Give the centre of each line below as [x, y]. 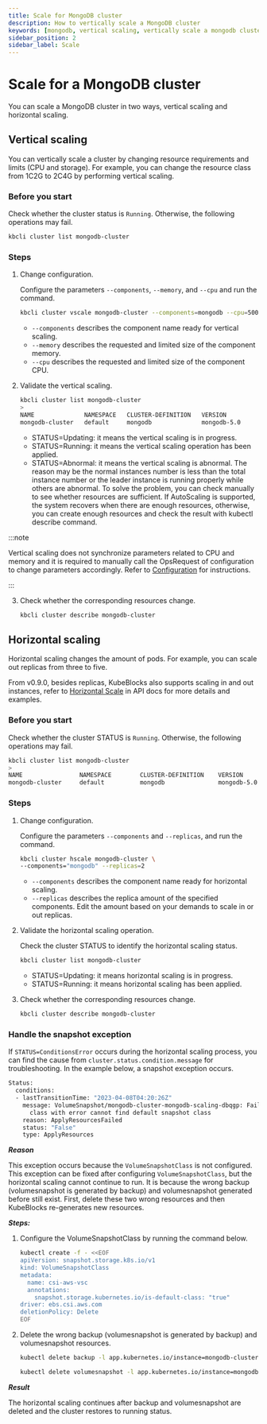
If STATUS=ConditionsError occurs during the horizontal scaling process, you [133, 1052]
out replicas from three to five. [58, 667]
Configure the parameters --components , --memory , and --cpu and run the [138, 290]
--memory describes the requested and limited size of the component [143, 345]
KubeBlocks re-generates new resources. [76, 1208]
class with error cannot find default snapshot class [120, 1112]
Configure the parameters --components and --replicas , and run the [131, 836]
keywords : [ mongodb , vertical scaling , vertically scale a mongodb [122, 30]
